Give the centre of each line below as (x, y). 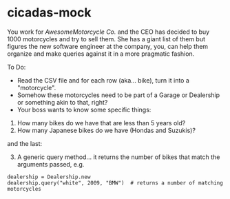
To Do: (17, 67)
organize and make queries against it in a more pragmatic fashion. (101, 54)
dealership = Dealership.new (49, 177)
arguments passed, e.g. (51, 164)
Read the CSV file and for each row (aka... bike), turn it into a (103, 80)
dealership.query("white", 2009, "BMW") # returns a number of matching (115, 183)
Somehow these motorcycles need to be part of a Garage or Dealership (118, 95)
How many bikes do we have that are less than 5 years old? (101, 123)
